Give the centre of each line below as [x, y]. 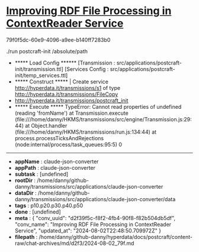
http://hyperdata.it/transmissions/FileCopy [66, 94]
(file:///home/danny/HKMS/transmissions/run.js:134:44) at [86, 132]
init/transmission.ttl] [39, 69]
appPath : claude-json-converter [55, 167]
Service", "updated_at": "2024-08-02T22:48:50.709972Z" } [88, 230]
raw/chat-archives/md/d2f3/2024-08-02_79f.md [74, 243]
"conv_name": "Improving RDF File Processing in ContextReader [93, 224]
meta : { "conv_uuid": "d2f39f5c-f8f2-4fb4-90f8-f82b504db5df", [95, 218]
